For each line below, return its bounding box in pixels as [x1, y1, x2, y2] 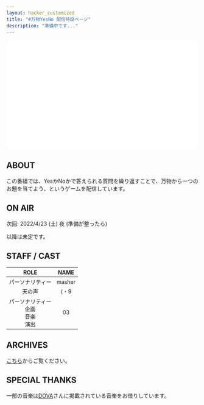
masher [57, 278, 76, 286]
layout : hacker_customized [6, 10, 75, 16]
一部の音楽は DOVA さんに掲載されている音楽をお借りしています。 [6, 392, 170, 399]
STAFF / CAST [6, 250, 61, 261]
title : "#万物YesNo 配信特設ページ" [6, 16, 91, 23]
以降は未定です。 [6, 233, 49, 240]
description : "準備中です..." [6, 23, 79, 29]
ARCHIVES [6, 340, 48, 350]
